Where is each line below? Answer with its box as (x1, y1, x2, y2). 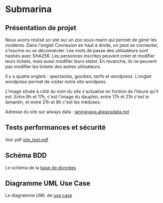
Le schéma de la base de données (5, 164, 76, 170)
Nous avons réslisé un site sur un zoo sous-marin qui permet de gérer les (5, 37, 157, 43)
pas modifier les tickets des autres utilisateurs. (5, 64, 101, 69)
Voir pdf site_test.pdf (5, 137, 49, 143)
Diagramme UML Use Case (5, 179, 90, 188)
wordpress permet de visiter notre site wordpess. (5, 79, 107, 84)
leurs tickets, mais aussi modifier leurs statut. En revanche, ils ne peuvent (5, 58, 157, 64)
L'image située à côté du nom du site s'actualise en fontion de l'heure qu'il (5, 88, 159, 94)
